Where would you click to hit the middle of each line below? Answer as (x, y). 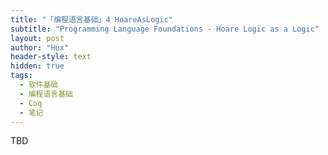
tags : (21, 76)
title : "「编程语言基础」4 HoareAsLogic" (91, 19)
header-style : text (51, 57)
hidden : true (37, 66)
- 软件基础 (39, 85)
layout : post (37, 38)
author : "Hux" (40, 47)
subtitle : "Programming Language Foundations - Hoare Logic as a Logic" (165, 29)
